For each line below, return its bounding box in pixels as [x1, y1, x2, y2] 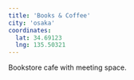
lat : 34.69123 [15, 33, 62, 42]
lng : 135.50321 [15, 41, 66, 49]
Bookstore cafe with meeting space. [8, 63, 128, 72]
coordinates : [8, 26, 52, 34]
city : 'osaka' [8, 19, 56, 27]
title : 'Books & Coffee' [8, 11, 91, 20]
